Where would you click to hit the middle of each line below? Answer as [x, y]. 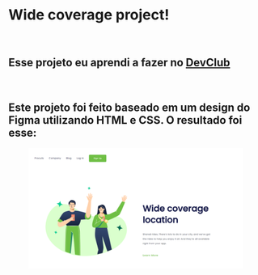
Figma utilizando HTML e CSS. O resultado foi [125, 120]
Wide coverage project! [89, 15]
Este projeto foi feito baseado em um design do [129, 108]
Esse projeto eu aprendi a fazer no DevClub [119, 63]
